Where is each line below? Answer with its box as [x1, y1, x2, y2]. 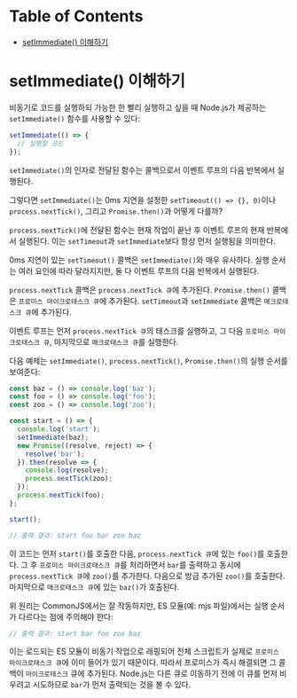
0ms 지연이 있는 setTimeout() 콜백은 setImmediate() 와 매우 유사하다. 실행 [9, 255, 270, 265]
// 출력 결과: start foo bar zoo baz [9, 530, 142, 540]
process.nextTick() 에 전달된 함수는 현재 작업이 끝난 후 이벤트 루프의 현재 [9, 224, 265, 235]
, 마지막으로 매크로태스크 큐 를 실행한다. [49, 336, 179, 347]
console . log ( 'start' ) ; [17, 425, 101, 434]
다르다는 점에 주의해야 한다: [18, 611, 113, 622]
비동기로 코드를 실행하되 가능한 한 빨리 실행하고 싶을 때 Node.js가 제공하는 [9, 102, 267, 113]
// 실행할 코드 [17, 139, 64, 148]
